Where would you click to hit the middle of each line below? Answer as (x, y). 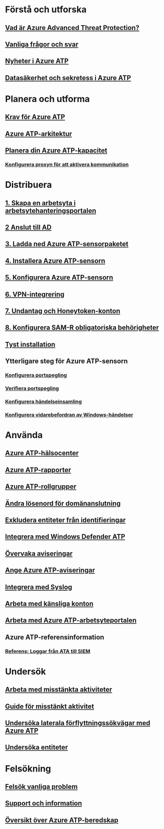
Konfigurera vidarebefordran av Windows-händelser (69, 415)
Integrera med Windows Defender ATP (65, 537)
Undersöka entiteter (37, 748)
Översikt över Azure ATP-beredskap (62, 820)
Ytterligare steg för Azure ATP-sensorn (67, 361)
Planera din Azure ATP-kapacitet (56, 151)
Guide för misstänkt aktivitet (50, 706)
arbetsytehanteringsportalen (51, 211)
